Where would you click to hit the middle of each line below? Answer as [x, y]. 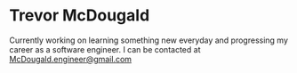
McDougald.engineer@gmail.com [70, 59]
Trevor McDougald [80, 16]
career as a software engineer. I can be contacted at [105, 49]
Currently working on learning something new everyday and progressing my [149, 40]
